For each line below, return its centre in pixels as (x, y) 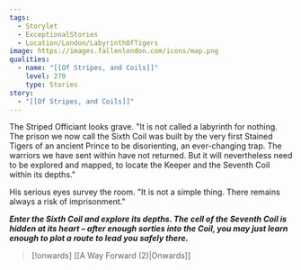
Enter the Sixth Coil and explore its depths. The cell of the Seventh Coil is (148, 219)
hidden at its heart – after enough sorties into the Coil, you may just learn (149, 229)
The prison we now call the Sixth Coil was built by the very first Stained (141, 137)
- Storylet (38, 26)
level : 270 (46, 76)
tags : (19, 18)
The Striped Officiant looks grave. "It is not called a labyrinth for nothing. (144, 127)
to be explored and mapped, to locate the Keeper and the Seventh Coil (140, 165)
